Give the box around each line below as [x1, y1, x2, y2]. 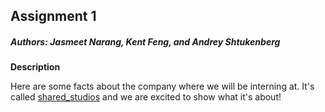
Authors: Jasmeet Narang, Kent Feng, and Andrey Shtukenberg [10, 35, 281, 48]
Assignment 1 [10, 8, 97, 25]
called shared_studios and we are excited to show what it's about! [10, 91, 282, 103]
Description [10, 61, 61, 73]
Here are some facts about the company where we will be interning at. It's [10, 80, 315, 93]
